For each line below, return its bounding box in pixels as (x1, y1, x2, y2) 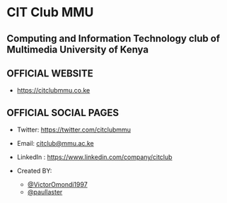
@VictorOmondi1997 (27, 180, 88, 189)
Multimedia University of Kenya (6, 43, 149, 55)
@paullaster (27, 188, 63, 197)
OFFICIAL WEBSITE (6, 67, 93, 79)
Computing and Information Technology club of (6, 33, 221, 45)
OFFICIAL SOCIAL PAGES (6, 107, 120, 119)
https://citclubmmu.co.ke (16, 86, 91, 95)
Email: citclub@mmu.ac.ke (16, 139, 94, 148)
